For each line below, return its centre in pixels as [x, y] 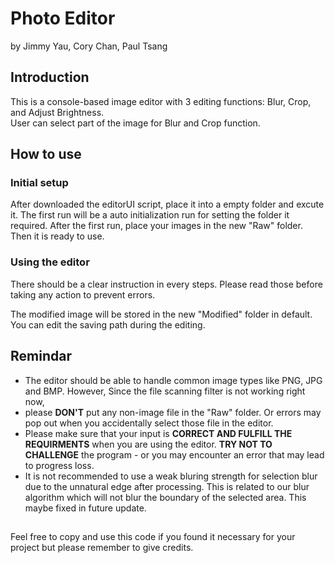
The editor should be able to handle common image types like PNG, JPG [173, 380]
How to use [46, 154]
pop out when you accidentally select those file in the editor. [149, 423]
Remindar [41, 356]
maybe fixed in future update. [85, 508]
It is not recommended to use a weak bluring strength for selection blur [171, 476]
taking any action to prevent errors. [83, 294]
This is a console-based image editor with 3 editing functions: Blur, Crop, [161, 101]
